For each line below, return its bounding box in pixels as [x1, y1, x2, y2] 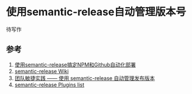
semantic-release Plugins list [14, 81, 85, 88]
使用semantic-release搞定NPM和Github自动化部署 [14, 61, 136, 68]
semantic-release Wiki [14, 68, 69, 75]
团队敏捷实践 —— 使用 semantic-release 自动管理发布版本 [14, 74, 155, 82]
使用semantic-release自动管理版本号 [6, 5, 186, 19]
